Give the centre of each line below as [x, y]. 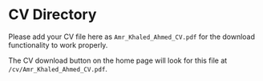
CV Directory [53, 15]
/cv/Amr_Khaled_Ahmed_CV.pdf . [58, 68]
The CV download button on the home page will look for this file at [118, 60]
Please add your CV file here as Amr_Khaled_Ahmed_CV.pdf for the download [131, 37]
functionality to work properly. [58, 44]
